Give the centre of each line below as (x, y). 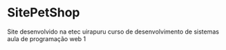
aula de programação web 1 (47, 38)
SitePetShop (44, 13)
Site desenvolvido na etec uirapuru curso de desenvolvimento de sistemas (113, 32)
